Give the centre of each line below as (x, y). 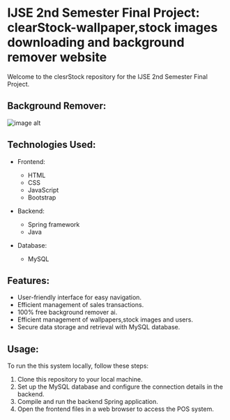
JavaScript (43, 190)
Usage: (23, 349)
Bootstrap (42, 197)
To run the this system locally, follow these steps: (78, 366)
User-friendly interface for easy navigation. (79, 297)
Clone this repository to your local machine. (80, 380)
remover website (57, 58)
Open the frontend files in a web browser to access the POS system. (115, 409)
